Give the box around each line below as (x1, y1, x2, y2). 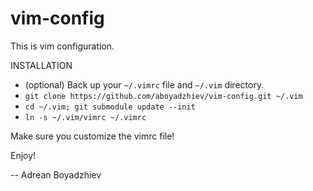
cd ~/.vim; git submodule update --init (24, 102, 196, 112)
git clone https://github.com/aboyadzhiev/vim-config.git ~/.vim (24, 91, 303, 101)
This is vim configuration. (10, 40, 115, 52)
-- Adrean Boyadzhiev (10, 168, 102, 181)
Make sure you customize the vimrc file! (10, 130, 175, 142)
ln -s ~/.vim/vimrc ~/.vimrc (24, 112, 147, 122)
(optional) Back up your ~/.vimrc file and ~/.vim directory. (24, 78, 265, 91)
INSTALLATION (10, 59, 73, 71)
